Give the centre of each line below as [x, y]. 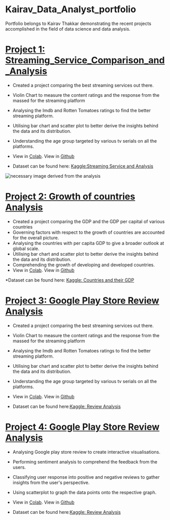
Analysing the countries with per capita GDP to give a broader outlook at [88, 243]
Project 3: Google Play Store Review [82, 300]
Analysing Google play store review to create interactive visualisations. [87, 452]
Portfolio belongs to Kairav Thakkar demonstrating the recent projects [78, 23]
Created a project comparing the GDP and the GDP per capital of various [89, 221]
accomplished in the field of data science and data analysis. [68, 29]
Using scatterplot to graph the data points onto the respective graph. [84, 492]
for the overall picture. [36, 237]
